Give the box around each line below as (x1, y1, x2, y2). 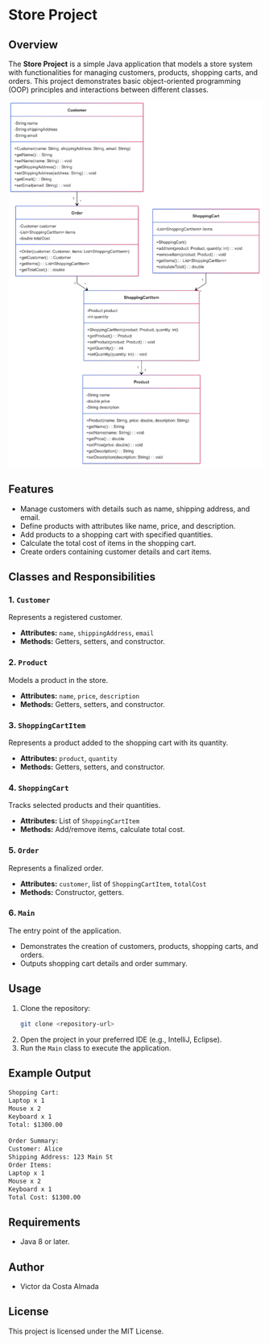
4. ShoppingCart (8, 782, 69, 793)
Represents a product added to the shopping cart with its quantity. (8, 738, 229, 747)
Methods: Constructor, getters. (19, 887, 125, 897)
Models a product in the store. (8, 675, 109, 684)
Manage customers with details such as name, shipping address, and (19, 504, 250, 514)
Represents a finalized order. (8, 863, 104, 872)
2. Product (8, 657, 48, 668)
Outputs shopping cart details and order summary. (19, 958, 188, 968)
